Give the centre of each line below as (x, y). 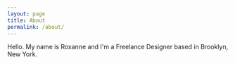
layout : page (26, 14)
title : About (26, 20)
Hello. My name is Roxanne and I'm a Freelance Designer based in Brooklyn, (118, 47)
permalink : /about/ (36, 27)
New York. (22, 54)
